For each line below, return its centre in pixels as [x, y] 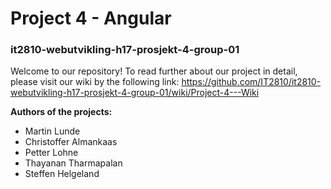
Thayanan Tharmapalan [73, 163]
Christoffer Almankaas [71, 142]
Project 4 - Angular [91, 18]
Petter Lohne [51, 153]
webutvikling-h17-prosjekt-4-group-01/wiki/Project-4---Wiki [135, 93]
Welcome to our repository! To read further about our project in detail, [154, 71]
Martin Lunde [52, 131]
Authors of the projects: [61, 112]
